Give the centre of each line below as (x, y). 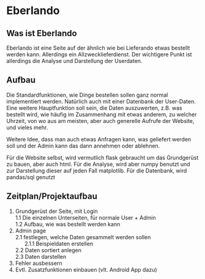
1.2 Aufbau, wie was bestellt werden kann (68, 224)
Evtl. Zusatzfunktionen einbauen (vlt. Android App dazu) (86, 269)
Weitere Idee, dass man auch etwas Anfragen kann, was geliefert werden (99, 139)
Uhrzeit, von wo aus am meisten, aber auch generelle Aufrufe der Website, (100, 121)
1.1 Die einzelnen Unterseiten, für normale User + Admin (85, 217)
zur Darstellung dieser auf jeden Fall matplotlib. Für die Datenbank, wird (97, 170)
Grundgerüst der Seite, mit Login (56, 211)
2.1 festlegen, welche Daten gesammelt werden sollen (83, 237)
